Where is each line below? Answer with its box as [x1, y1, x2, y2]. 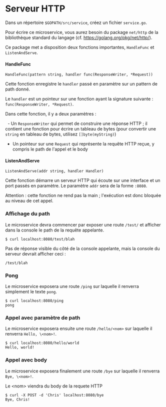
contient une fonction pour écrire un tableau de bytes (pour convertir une [5, 126, 156, 132]
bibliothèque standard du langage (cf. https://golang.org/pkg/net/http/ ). [5, 34, 152, 40]
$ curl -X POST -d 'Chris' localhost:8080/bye [5, 392, 104, 397]
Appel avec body [5, 356, 47, 363]
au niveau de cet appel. [5, 198, 53, 204]
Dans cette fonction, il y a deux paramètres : [5, 111, 96, 117]
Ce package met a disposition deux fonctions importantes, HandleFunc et [5, 44, 154, 50]
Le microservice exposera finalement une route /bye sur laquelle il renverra [5, 368, 160, 374]
